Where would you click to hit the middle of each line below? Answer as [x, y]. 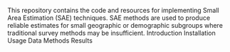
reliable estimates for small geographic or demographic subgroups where [115, 25]
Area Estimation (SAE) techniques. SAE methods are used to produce [109, 18]
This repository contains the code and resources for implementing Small [113, 10]
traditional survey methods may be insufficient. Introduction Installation [111, 33]
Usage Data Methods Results [50, 41]
